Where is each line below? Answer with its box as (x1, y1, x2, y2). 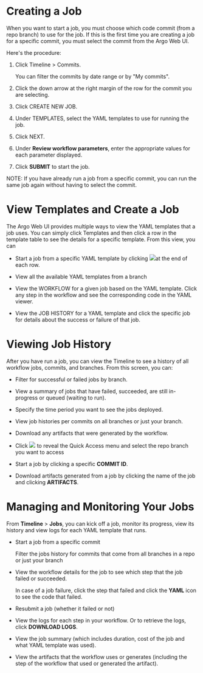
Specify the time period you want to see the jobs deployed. (15, 406, 163, 413)
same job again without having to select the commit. (6, 181, 137, 188)
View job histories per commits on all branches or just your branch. (15, 417, 184, 425)
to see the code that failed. (15, 593, 83, 601)
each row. (15, 261, 40, 269)
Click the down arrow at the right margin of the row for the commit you (15, 84, 193, 92)
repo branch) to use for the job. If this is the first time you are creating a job (6, 30, 195, 38)
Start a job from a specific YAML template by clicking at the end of (15, 255, 188, 262)
